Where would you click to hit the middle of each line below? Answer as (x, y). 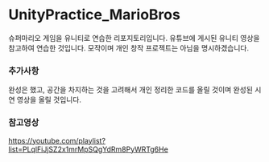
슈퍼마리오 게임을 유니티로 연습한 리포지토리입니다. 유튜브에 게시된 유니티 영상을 (134, 38)
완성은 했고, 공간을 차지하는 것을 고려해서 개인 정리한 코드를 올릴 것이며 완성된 (131, 90)
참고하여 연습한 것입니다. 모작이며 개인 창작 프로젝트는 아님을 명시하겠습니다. (129, 48)
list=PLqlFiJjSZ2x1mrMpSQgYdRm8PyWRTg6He (89, 149)
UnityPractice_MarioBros (95, 15)
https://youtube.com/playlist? (57, 140)
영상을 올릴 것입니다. (49, 100)
